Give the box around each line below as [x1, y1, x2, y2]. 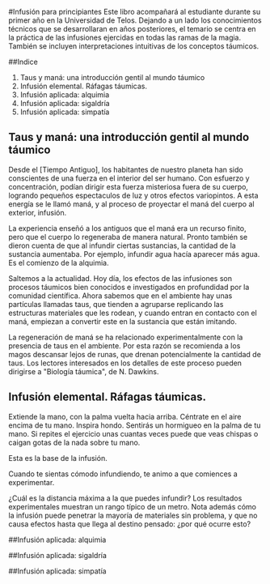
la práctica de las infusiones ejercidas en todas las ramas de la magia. [8, 32, 241, 42]
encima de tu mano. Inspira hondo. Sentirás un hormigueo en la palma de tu [8, 420, 261, 430]
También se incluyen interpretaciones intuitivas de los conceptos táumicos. [8, 41, 259, 51]
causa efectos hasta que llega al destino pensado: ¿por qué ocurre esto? [8, 518, 251, 529]
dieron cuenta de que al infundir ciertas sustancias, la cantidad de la [8, 241, 236, 250]
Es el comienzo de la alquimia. [8, 258, 109, 267]
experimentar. [8, 477, 55, 487]
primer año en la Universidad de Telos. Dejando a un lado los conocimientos [8, 15, 262, 25]
